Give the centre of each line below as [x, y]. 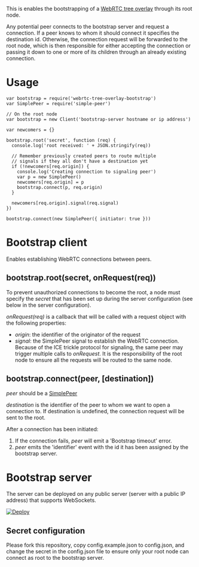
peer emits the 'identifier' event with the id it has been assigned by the [102, 447]
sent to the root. [26, 417]
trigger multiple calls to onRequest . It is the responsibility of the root [98, 353]
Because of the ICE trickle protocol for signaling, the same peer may [99, 347]
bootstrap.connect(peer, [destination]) [80, 379]
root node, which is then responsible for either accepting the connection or [99, 45]
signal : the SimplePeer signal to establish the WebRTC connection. [97, 341]
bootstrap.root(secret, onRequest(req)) [81, 278]
